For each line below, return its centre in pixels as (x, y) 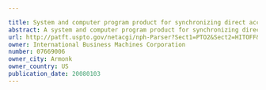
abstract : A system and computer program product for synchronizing (123, 30)
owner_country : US (38, 67)
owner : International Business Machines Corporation (97, 44)
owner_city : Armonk (40, 59)
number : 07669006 (37, 52)
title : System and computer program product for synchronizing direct (127, 22)
